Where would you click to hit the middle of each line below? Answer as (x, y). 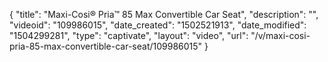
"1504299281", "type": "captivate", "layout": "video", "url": (129, 35)
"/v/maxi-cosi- (280, 35)
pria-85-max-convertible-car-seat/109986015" (106, 46)
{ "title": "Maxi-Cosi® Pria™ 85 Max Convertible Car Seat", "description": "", (164, 14)
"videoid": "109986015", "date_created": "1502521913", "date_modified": (158, 25)
